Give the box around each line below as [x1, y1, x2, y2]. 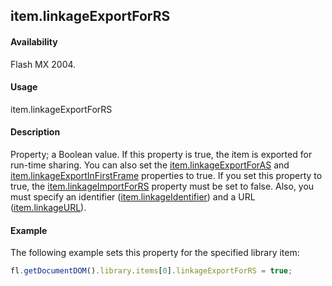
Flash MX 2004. [10, 58, 77, 70]
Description [10, 126, 61, 138]
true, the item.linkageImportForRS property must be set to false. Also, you [10, 180, 315, 192]
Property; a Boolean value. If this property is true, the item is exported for [10, 149, 313, 160]
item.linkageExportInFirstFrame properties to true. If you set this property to [10, 170, 323, 181]
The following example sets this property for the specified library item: [10, 247, 300, 259]
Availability [10, 35, 58, 48]
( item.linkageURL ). [10, 202, 87, 213]
